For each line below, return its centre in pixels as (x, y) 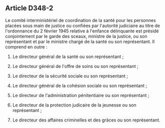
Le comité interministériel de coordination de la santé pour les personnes (81, 20)
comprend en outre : (26, 46)
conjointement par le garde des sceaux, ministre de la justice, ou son (76, 36)
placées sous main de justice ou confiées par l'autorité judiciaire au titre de (83, 25)
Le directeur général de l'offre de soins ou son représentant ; (75, 66)
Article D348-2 (29, 8)
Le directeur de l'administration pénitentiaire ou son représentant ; (81, 95)
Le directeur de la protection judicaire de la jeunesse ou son (74, 105)
